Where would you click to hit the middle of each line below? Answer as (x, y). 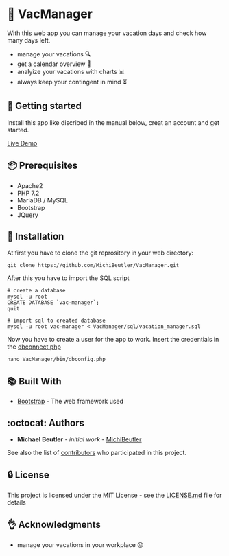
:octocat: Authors (46, 422)
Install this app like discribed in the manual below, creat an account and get (113, 122)
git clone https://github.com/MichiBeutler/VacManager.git (93, 266)
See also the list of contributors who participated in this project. (97, 453)
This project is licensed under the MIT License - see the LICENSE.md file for (114, 495)
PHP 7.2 (28, 193)
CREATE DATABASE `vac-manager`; (53, 303)
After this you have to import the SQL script (68, 278)
